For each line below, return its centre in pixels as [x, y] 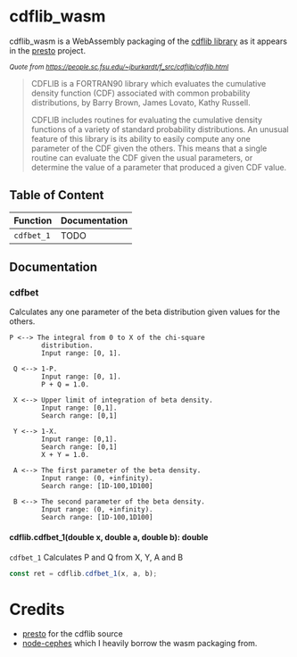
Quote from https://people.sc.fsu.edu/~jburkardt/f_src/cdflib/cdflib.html [119, 67]
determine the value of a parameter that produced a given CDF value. [159, 167]
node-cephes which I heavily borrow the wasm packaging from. [140, 644]
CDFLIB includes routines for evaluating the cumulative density [147, 120]
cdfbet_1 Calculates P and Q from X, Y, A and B [96, 557]
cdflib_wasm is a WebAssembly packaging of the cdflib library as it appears [148, 41]
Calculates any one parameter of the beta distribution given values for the [145, 312]
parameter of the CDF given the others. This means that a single [149, 148]
